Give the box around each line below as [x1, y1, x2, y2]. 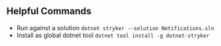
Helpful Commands [6, 5, 92, 17]
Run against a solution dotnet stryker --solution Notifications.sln [16, 23, 215, 32]
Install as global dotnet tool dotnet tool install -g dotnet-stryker [16, 31, 210, 39]
